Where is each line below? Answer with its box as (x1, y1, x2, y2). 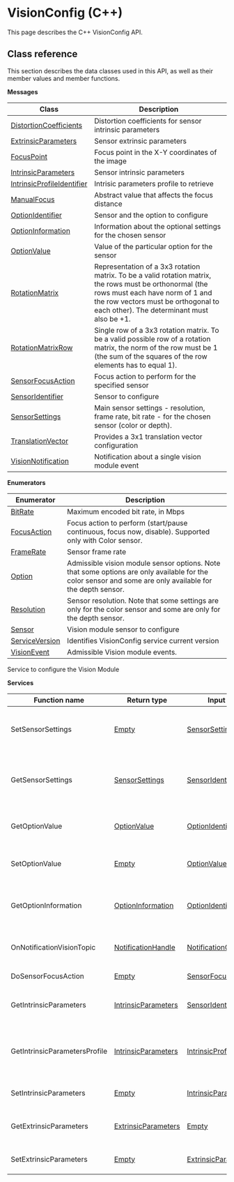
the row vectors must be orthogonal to (93, 297, 219, 306)
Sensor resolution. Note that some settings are (67, 595, 219, 605)
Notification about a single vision (93, 451, 201, 461)
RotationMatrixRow (10, 343, 73, 352)
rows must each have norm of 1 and (93, 287, 212, 297)
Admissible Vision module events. (67, 647, 178, 657)
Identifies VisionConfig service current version (67, 636, 219, 645)
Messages (7, 87, 38, 96)
